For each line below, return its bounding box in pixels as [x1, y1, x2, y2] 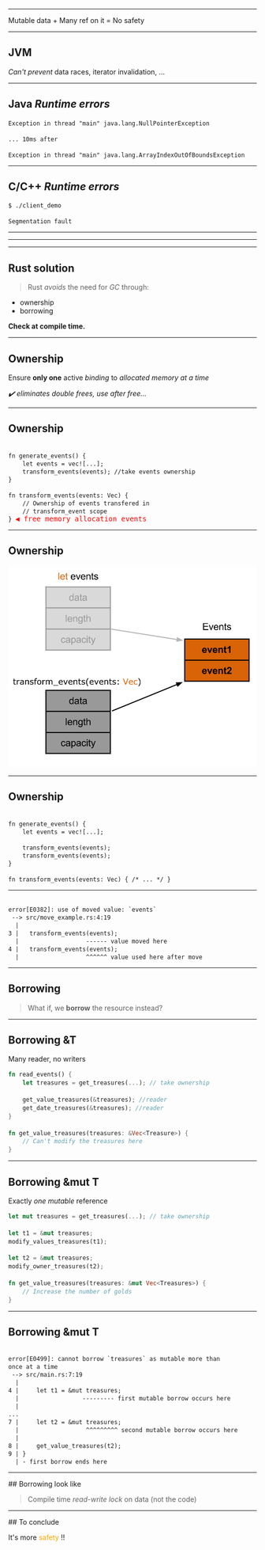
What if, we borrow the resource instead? [27, 1003, 163, 1012]
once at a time [8, 1363, 58, 1371]
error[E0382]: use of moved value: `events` [8, 906, 157, 914]
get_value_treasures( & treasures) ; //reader [22, 1096, 168, 1104]
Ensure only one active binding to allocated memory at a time [8, 373, 210, 382]
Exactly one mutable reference [8, 1196, 108, 1206]
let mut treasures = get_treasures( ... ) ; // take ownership [8, 1213, 211, 1221]
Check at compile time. [8, 321, 86, 331]
